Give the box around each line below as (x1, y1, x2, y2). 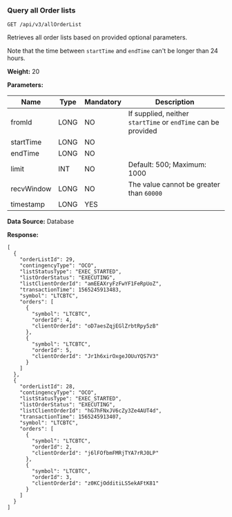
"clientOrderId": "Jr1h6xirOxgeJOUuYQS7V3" (32, 353, 159, 360)
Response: (7, 231, 39, 239)
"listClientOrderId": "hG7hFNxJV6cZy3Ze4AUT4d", (19, 407, 162, 415)
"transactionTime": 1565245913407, (19, 413, 122, 420)
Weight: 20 (7, 68, 40, 76)
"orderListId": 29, (19, 256, 76, 263)
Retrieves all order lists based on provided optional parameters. (7, 33, 188, 41)
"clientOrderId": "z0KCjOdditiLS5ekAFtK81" (32, 480, 159, 487)
